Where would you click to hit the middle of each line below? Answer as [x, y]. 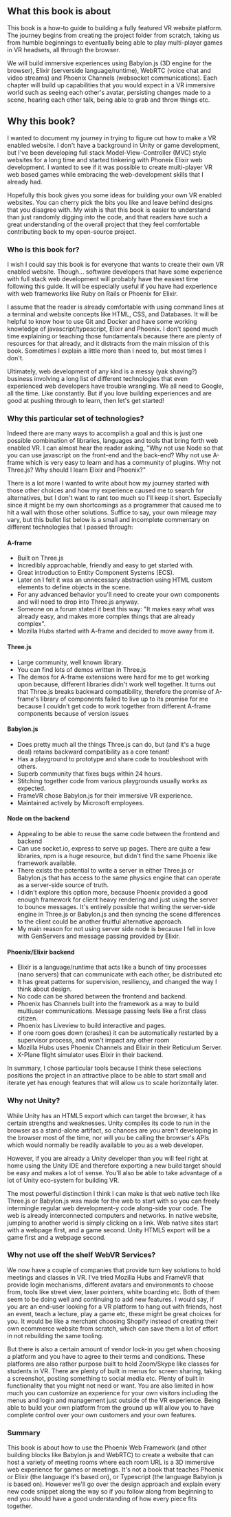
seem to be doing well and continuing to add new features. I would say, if [111, 1299]
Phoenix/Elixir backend [41, 952]
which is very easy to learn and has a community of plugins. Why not [123, 463]
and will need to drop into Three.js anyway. [78, 602]
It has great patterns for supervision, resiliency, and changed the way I [117, 982]
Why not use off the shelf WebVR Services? [81, 1255]
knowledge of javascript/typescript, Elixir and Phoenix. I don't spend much [113, 329]
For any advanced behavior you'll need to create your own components [118, 595]
